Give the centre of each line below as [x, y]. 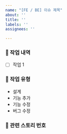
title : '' [16, 20]
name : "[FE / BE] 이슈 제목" [34, 10]
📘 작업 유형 [18, 79]
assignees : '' [20, 29]
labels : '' [17, 24]
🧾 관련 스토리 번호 [26, 125]
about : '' [16, 15]
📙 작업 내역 [18, 53]
